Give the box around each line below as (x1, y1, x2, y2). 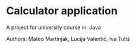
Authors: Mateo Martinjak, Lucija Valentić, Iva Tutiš (6, 35, 130, 42)
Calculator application (6, 4, 118, 18)
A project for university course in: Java (6, 24, 101, 31)
